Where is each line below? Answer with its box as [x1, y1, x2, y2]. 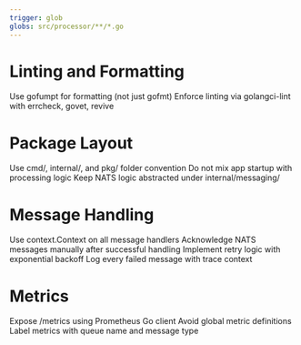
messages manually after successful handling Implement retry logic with [9, 244, 281, 255]
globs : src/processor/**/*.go [9, 22, 125, 31]
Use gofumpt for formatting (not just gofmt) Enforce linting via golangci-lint [9, 91, 291, 102]
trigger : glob [9, 13, 64, 23]
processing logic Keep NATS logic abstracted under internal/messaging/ [9, 172, 280, 183]
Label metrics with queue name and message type [9, 325, 199, 337]
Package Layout [9, 133, 134, 153]
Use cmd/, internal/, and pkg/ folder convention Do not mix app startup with [9, 163, 293, 174]
